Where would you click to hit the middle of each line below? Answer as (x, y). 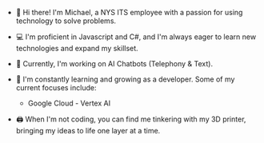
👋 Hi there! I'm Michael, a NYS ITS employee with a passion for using (129, 12)
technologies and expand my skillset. (77, 48)
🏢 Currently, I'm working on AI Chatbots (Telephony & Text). (114, 64)
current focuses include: (56, 87)
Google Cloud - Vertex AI (69, 103)
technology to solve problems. (66, 21)
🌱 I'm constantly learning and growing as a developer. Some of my (125, 79)
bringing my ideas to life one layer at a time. (88, 131)
